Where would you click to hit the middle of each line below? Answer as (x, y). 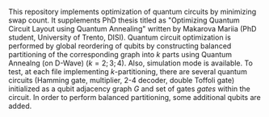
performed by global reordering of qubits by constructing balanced (120, 46)
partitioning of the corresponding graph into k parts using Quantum (120, 54)
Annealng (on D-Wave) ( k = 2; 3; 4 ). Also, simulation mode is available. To (130, 63)
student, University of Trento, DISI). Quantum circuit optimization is (120, 37)
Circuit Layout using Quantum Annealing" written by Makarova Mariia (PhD (132, 29)
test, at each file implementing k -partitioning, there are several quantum (128, 71)
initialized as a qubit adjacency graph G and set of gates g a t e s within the (129, 89)
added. (20, 106)
